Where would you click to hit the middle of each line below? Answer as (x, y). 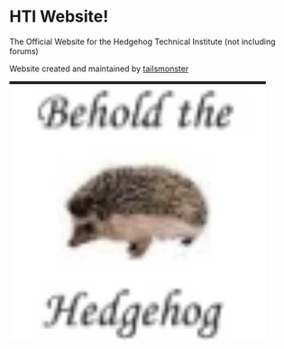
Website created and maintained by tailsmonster (99, 69)
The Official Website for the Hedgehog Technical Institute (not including (143, 41)
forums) (24, 51)
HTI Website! (59, 17)
